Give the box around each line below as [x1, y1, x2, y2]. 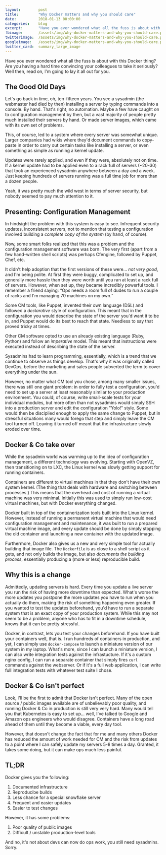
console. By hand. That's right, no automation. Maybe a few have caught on [5, 106, 160, 112]
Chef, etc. [5, 257, 25, 263]
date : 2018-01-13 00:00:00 [5, 16, 81, 21]
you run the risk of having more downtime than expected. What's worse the [5, 589, 159, 595]
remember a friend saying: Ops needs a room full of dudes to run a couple [5, 287, 158, 293]
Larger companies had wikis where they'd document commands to [5, 137, 141, 143]
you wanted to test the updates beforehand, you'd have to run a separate [5, 605, 154, 611]
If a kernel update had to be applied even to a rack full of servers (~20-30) [5, 162, 157, 169]
